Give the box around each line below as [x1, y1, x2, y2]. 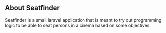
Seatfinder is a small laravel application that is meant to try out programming [5, 17, 162, 23]
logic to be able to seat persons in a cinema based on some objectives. [5, 22, 151, 28]
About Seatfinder [5, 4, 60, 12]
